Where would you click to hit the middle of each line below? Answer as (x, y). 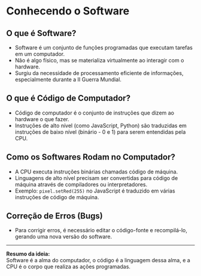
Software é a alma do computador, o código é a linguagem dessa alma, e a (98, 260)
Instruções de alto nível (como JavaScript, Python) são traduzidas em (101, 125)
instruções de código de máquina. (57, 197)
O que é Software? (41, 33)
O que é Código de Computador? (68, 98)
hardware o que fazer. (42, 119)
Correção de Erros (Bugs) (54, 216)
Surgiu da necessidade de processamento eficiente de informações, (99, 73)
